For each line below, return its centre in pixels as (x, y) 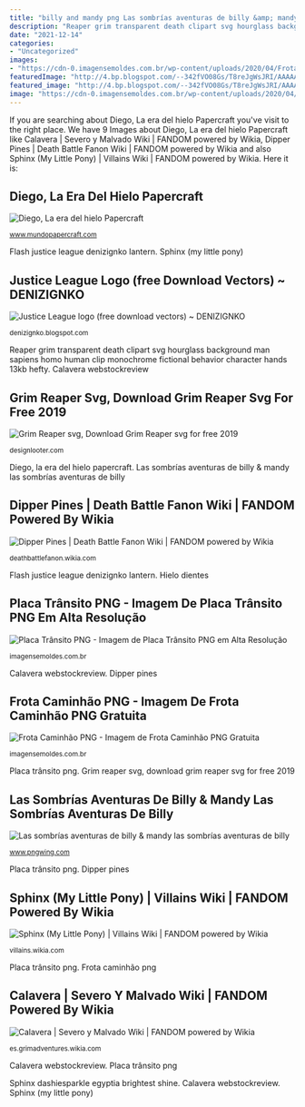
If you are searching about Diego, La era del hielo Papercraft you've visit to (149, 120)
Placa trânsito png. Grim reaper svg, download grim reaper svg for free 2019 (152, 771)
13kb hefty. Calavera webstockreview (79, 370)
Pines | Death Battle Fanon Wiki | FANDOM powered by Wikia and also (141, 148)
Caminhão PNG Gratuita (78, 715)
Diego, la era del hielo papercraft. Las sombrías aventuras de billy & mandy (150, 467)
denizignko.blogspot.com (49, 333)
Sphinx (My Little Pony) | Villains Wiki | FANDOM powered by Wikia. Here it (149, 158)
